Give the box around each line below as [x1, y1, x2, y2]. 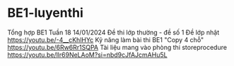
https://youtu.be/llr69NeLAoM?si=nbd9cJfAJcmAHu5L [7, 51, 168, 59]
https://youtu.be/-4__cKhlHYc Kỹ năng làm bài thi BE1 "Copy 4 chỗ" [7, 35, 204, 44]
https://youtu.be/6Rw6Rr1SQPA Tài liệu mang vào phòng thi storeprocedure [7, 43, 228, 51]
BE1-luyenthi [7, 5, 83, 21]
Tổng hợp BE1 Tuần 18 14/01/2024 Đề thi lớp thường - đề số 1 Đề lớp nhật [7, 28, 220, 37]
